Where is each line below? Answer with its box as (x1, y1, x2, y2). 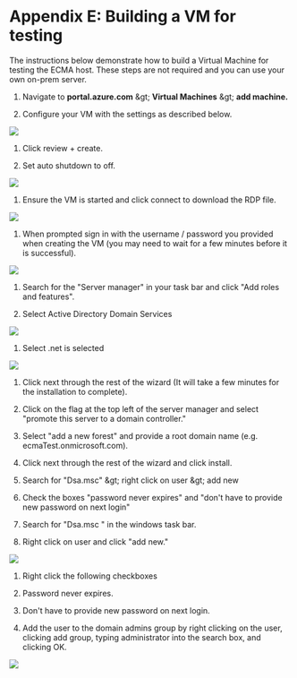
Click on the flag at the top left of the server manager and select (21, 403, 259, 414)
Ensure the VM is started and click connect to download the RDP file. (21, 194, 276, 205)
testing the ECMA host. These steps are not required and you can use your (9, 64, 284, 75)
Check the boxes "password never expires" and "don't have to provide (21, 492, 284, 502)
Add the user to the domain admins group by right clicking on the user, (21, 622, 284, 633)
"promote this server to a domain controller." (21, 413, 186, 424)
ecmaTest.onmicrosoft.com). (21, 440, 128, 451)
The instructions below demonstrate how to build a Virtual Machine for (9, 55, 269, 65)
